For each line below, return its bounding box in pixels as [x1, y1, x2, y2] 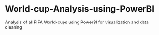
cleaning [5, 24, 23, 30]
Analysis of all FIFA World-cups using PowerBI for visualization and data [5, 19, 149, 25]
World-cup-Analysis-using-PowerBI [5, 3, 155, 14]
